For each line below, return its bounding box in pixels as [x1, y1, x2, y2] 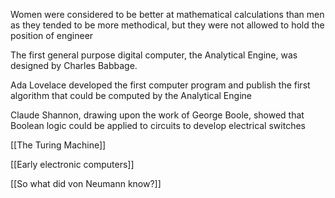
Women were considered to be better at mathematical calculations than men [10, 9, 325, 20]
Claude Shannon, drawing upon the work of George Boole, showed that [10, 109, 305, 121]
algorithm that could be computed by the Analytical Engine [10, 90, 252, 101]
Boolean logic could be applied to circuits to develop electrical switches [10, 120, 306, 131]
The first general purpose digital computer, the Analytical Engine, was [10, 49, 298, 61]
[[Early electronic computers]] [10, 159, 135, 170]
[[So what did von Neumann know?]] [10, 178, 162, 189]
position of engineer [10, 30, 94, 41]
